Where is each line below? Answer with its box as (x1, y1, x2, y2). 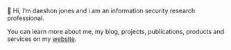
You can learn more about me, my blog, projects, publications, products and (7, 28, 224, 35)
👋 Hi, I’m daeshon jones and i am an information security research (7, 7, 196, 15)
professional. (7, 14, 45, 22)
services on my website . (7, 35, 77, 43)
